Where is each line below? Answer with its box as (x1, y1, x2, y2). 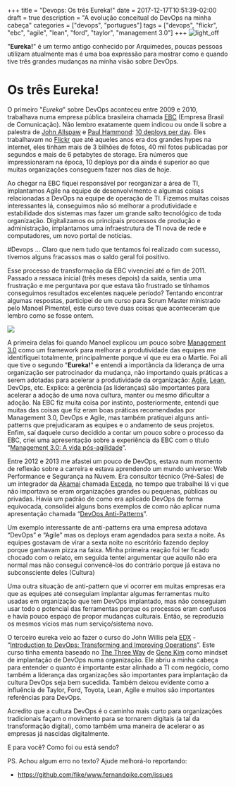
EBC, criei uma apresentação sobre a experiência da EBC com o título (7, 436, 210, 444)
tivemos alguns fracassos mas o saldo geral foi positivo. (7, 252, 170, 261)
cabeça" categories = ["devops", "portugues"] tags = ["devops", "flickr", (7, 21, 218, 29)
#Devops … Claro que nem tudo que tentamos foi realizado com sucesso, (7, 245, 221, 254)
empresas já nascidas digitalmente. (7, 729, 110, 737)
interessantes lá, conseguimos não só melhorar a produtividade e (7, 201, 197, 210)
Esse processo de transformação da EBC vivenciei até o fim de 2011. (7, 266, 206, 275)
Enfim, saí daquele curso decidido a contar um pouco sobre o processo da (7, 428, 224, 436)
